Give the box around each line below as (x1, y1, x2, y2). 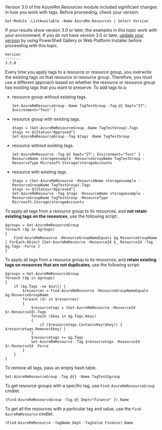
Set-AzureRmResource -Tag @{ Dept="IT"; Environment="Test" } (12, 152, 141, 157)
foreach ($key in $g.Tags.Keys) (31, 314, 97, 319)
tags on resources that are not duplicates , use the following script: (5, 262, 140, 268)
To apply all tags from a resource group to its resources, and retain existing (5, 257, 157, 262)
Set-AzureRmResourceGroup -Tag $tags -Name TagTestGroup (12, 134, 130, 139)
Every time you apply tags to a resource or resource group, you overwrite (5, 69, 152, 75)
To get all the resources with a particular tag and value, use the (5, 406, 131, 412)
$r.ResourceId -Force (5, 344, 49, 348)
